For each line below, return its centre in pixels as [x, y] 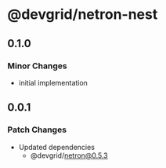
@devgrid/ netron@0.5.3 [69, 155]
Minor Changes [37, 66]
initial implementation [53, 82]
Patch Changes [37, 130]
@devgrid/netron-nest [83, 15]
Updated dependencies [57, 147]
